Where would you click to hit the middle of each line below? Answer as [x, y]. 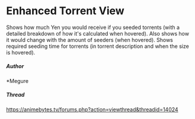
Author [15, 66]
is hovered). [21, 52]
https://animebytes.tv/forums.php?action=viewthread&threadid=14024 [92, 109]
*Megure [17, 81]
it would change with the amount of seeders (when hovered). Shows [89, 40]
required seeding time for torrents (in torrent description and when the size [98, 46]
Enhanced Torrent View [65, 11]
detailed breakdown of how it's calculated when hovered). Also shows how [98, 33]
